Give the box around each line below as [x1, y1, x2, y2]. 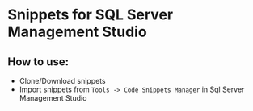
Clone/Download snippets [19, 76, 106, 85]
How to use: [7, 55, 70, 68]
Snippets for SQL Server [7, 6, 174, 24]
